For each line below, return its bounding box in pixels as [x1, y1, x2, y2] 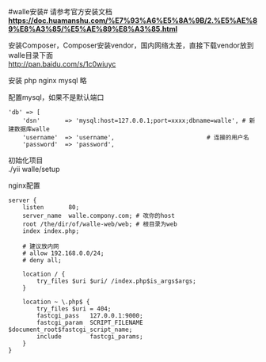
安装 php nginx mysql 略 [8, 76, 87, 85]
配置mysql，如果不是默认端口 [8, 93, 104, 101]
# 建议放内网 [22, 242, 59, 250]
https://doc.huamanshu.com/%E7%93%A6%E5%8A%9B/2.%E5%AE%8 [8, 16, 258, 25]
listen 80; [22, 204, 80, 211]
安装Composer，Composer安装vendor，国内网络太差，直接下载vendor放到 [8, 40, 254, 50]
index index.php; [22, 227, 80, 235]
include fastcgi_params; [36, 333, 144, 341]
